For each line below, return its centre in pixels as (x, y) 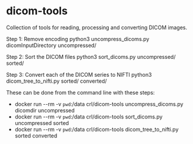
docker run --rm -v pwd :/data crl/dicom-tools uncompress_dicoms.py (99, 104)
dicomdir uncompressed (45, 110)
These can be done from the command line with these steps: (80, 92)
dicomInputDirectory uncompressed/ (51, 45)
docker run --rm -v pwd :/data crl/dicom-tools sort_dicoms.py (88, 117)
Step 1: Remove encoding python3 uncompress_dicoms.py (78, 39)
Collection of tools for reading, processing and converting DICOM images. (97, 27)
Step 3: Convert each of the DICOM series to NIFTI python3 (79, 74)
